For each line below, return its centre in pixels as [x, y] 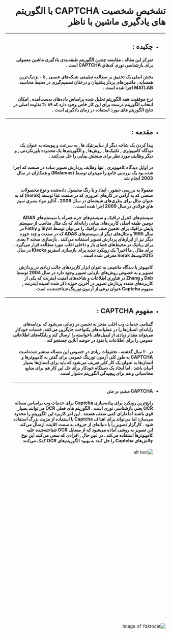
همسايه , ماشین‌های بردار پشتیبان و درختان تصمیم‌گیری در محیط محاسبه [86, 82]
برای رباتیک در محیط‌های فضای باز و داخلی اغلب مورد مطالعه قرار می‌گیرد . [83, 245]
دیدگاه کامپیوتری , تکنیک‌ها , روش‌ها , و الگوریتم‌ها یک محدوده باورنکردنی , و [84, 150]
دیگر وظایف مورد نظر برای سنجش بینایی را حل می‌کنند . [101, 156]
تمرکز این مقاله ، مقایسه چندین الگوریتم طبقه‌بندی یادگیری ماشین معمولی [84, 59]
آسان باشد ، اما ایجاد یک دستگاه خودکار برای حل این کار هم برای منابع [89, 368]
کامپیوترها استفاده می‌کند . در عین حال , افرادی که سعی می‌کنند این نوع [87, 435]
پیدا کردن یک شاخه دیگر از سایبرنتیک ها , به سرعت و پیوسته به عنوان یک [87, 145]
